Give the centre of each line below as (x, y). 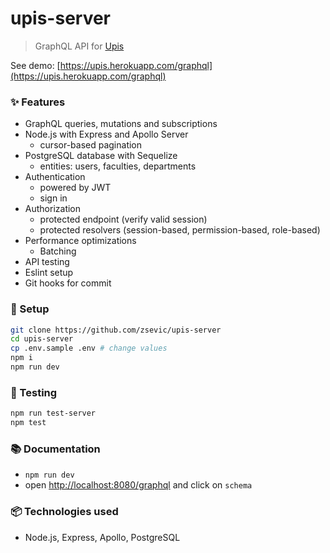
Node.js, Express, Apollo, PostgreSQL (102, 537)
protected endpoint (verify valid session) (123, 219)
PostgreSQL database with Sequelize (101, 156)
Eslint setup (49, 273)
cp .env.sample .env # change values (89, 348)
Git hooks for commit (68, 283)
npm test (28, 423)
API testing (47, 262)
